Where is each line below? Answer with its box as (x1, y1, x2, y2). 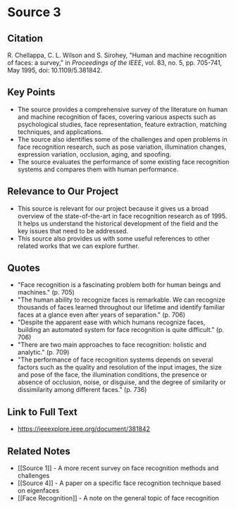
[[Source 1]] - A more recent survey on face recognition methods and (17, 464, 219, 472)
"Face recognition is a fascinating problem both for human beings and (17, 281, 221, 289)
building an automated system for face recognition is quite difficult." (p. (17, 326, 224, 334)
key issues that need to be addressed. (17, 226, 129, 235)
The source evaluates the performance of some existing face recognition (17, 157, 230, 166)
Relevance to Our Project (7, 185, 119, 197)
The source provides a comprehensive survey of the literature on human (17, 105, 228, 114)
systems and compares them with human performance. (17, 165, 179, 173)
